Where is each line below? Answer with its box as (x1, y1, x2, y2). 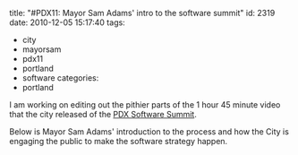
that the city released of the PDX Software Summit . (9, 109, 197, 119)
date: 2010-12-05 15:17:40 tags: (9, 17, 125, 28)
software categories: (21, 73, 99, 83)
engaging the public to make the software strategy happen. (9, 136, 228, 146)
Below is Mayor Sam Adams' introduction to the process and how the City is (9, 126, 289, 137)
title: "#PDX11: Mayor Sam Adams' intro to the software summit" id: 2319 (9, 8, 276, 18)
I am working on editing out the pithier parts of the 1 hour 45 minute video (9, 99, 281, 110)
